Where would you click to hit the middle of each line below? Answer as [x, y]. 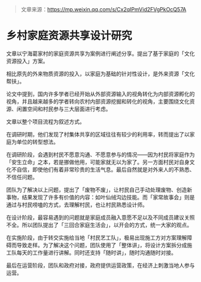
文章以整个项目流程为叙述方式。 [45, 122]
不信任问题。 [22, 177]
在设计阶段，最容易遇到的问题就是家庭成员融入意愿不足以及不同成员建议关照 [100, 217]
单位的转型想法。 [37, 142]
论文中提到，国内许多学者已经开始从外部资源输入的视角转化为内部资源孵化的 [100, 94]
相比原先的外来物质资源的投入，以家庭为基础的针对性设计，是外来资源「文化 [100, 74]
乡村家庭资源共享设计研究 [69, 36]
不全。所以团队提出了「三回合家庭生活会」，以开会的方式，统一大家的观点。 [99, 225]
